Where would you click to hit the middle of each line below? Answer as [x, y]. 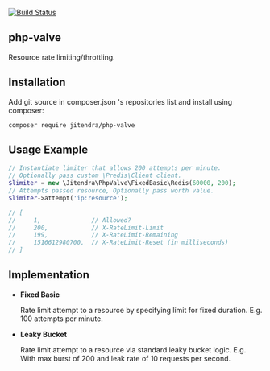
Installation [37, 82]
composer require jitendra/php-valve [72, 125]
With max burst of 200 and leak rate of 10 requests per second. [125, 358]
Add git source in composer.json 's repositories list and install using [120, 101]
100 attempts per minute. [61, 319]
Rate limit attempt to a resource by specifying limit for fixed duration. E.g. [141, 310]
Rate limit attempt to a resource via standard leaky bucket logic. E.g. [133, 349]
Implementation [49, 275]
